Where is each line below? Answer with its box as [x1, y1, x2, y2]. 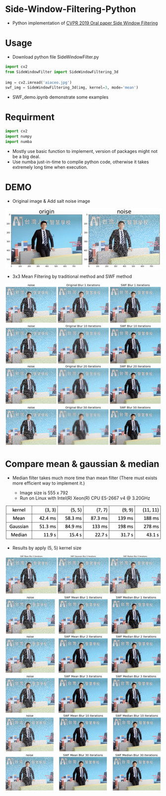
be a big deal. [12, 153, 41, 159]
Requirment [5, 112, 55, 123]
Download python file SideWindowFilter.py [12, 54, 99, 60]
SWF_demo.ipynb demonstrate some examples [12, 94, 109, 100]
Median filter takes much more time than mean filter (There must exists [12, 475, 158, 481]
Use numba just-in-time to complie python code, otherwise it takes [12, 158, 149, 165]
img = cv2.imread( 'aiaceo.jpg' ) [5, 80, 72, 85]
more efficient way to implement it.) [12, 480, 85, 486]
